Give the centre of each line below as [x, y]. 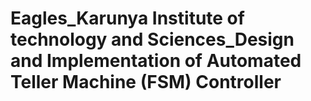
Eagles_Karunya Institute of [127, 18]
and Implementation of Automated [156, 61]
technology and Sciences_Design [152, 39]
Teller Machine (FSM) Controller [146, 82]
